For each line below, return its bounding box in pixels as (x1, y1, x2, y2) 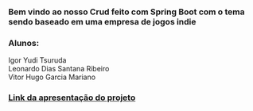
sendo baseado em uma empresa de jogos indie (8, 16, 197, 27)
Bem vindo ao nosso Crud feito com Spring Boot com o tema (8, 6, 245, 17)
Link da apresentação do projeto (8, 92, 136, 103)
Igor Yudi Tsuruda (8, 55, 67, 65)
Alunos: (8, 37, 40, 48)
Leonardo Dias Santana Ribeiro (8, 64, 110, 74)
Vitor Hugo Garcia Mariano (8, 72, 96, 82)
